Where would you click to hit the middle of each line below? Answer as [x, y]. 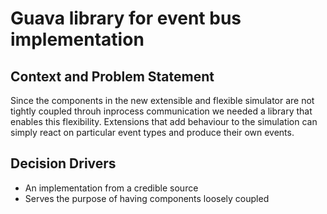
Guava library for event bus [126, 18]
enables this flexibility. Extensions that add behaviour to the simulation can [164, 121]
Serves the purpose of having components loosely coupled [147, 198]
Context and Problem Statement [112, 76]
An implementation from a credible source [111, 188]
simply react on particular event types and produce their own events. [152, 132]
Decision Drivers [63, 163]
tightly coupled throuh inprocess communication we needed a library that [161, 111]
